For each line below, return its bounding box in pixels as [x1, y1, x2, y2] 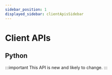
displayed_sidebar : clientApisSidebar [5, 12, 84, 16]
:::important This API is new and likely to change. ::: [5, 64, 108, 70]
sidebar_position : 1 [5, 7, 47, 12]
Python [5, 52, 28, 60]
